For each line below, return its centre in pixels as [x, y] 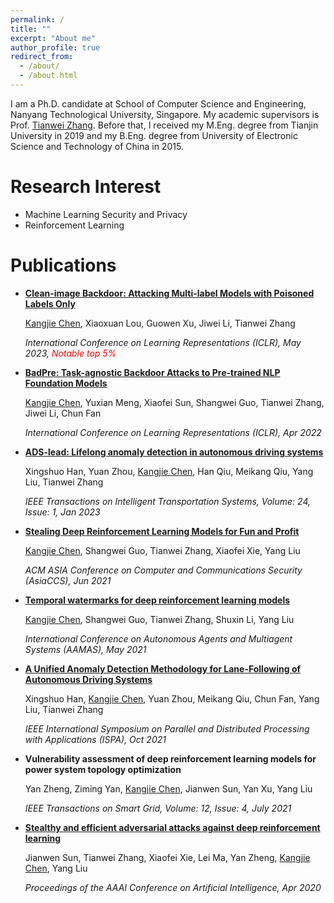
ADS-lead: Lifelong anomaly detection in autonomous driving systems [174, 452]
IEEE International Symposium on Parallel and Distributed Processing [167, 728]
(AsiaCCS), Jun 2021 [68, 580]
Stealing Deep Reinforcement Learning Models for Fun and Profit [162, 531]
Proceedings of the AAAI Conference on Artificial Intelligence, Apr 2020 [173, 887]
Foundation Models [66, 383]
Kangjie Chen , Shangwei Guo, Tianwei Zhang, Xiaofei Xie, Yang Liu [162, 550]
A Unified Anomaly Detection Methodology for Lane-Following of [163, 668]
